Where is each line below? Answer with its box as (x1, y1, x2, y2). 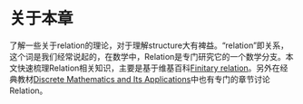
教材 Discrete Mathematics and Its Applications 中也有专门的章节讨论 (16, 73, 270, 84)
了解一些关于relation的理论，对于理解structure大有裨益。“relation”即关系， (9, 40, 288, 51)
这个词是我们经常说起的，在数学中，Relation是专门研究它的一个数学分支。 (9, 51, 286, 61)
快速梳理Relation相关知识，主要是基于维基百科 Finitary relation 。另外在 (16, 62, 281, 73)
